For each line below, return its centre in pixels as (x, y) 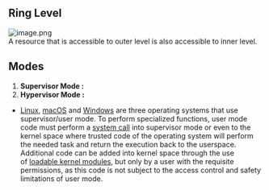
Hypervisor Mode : (52, 94)
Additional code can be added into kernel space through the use (127, 153)
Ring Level (35, 13)
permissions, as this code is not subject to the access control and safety (140, 170)
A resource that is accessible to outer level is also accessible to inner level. (133, 41)
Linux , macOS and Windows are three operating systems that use (129, 110)
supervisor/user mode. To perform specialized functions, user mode (134, 118)
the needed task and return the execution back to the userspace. (128, 144)
